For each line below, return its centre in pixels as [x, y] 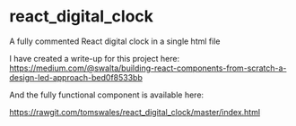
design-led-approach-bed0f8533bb [76, 77]
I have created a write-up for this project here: [95, 58]
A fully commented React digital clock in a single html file [115, 41]
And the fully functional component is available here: [107, 95]
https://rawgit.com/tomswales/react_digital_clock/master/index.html [135, 112]
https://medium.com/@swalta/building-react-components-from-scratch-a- [148, 68]
